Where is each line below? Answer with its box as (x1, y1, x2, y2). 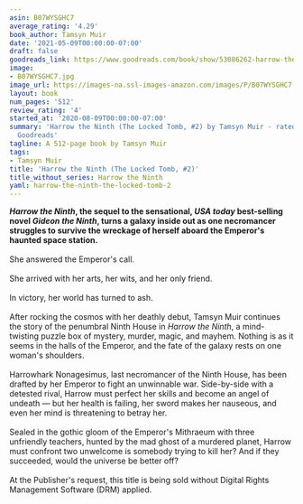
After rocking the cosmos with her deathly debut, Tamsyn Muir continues (9, 312, 281, 322)
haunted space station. (9, 235, 98, 246)
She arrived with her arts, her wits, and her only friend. (9, 273, 213, 285)
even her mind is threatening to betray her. (9, 407, 168, 418)
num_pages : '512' (9, 97, 75, 107)
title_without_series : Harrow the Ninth (9, 173, 164, 182)
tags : (9, 147, 30, 156)
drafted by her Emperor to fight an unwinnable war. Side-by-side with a (9, 378, 274, 389)
